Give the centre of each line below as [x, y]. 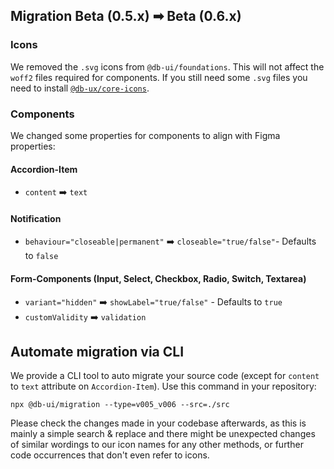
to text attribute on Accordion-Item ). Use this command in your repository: [163, 386]
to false [41, 256]
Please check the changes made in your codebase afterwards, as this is [158, 423]
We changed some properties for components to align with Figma [145, 135]
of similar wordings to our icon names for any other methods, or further [157, 445]
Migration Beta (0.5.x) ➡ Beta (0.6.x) [126, 16]
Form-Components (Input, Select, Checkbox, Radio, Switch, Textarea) [158, 278]
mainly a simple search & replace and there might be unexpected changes [163, 434]
